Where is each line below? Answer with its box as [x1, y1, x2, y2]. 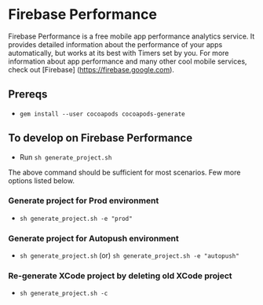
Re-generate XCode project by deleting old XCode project [8, 270, 233, 281]
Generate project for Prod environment [8, 195, 159, 206]
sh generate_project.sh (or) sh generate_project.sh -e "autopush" [19, 251, 239, 260]
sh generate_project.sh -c [19, 289, 108, 298]
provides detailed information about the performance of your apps [8, 39, 223, 49]
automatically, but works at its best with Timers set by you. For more [8, 48, 229, 57]
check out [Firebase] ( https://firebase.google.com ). [8, 64, 175, 74]
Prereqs [8, 88, 48, 101]
